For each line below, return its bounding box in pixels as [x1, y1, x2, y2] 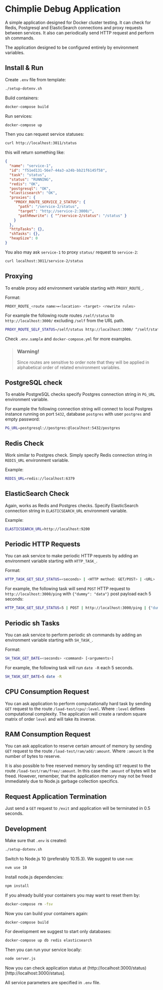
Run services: [5, 113, 33, 119]
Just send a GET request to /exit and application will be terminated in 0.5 [5, 806, 150, 811]
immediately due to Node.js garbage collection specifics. [5, 778, 119, 784]
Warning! [16, 348, 40, 355]
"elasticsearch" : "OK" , [9, 191, 57, 196]
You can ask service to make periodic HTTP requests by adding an [5, 553, 138, 559]
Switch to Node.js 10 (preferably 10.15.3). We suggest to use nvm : [5, 856, 134, 862]
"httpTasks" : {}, [9, 227, 45, 232]
